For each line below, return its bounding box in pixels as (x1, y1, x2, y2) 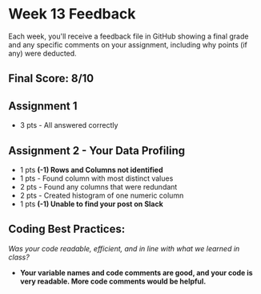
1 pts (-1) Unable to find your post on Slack (19, 198, 164, 209)
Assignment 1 (8, 99, 78, 112)
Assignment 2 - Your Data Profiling (8, 144, 186, 157)
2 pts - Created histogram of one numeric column (19, 190, 184, 200)
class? (8, 252, 30, 262)
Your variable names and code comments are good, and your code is (19, 267, 254, 277)
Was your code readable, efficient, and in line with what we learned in (8, 243, 240, 253)
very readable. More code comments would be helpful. (19, 276, 207, 286)
